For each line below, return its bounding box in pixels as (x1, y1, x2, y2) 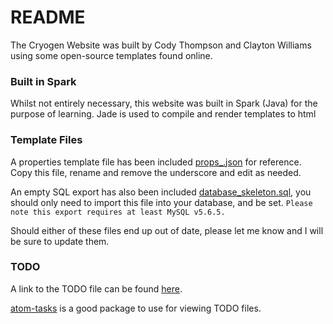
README (10, 6, 86, 29)
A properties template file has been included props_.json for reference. (10, 156, 302, 168)
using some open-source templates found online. (10, 49, 213, 61)
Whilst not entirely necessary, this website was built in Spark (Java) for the (10, 97, 318, 110)
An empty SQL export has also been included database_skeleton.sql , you (10, 186, 312, 198)
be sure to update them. (10, 235, 110, 247)
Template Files (10, 133, 83, 147)
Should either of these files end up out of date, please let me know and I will (10, 224, 324, 236)
